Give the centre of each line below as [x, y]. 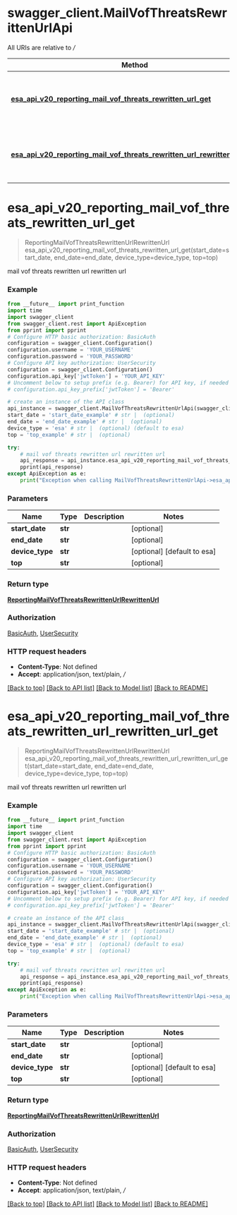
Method [134, 65]
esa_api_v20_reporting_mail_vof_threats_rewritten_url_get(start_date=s [127, 250]
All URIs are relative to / [41, 47]
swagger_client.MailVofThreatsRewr [117, 13]
